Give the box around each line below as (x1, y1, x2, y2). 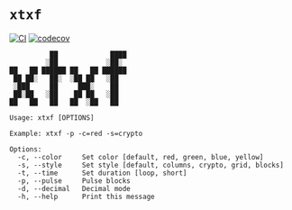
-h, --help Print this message (17, 192, 155, 201)
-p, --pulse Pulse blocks (17, 176, 131, 186)
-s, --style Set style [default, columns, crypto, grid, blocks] (17, 160, 284, 169)
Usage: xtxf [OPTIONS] (9, 113, 95, 123)
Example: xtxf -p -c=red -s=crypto (9, 129, 143, 138)
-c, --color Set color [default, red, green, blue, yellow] (17, 152, 264, 161)
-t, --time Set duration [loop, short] (17, 169, 187, 178)
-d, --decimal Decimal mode (17, 184, 131, 193)
